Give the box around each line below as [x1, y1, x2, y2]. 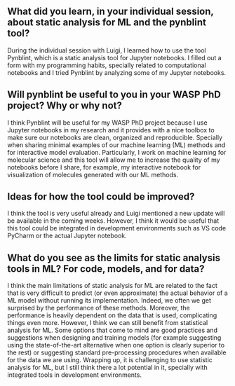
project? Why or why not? [7, 99, 123, 111]
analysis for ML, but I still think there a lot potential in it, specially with [7, 364, 208, 372]
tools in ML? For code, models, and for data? [7, 263, 205, 275]
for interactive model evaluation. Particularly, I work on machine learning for [7, 148, 227, 156]
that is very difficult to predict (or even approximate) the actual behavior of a [7, 289, 228, 297]
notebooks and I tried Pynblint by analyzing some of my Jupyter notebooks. [7, 68, 227, 76]
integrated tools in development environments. [7, 371, 142, 379]
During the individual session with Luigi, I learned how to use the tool [7, 46, 206, 55]
